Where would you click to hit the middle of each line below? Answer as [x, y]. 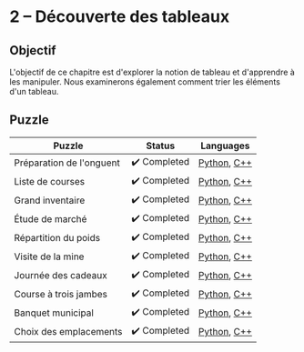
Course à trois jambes [61, 295]
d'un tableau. [34, 91]
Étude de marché [51, 219]
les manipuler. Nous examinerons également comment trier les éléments [145, 82]
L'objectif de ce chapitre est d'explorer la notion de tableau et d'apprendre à [152, 72]
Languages [225, 146]
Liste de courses [49, 182]
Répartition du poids [57, 238]
